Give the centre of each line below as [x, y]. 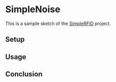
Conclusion [24, 74]
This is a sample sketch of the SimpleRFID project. [58, 23]
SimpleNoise [33, 9]
